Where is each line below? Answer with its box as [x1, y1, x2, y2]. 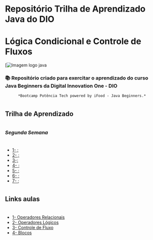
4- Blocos [12, 230, 32, 236]
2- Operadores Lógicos [12, 220, 59, 225]
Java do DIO [5, 14, 55, 25]
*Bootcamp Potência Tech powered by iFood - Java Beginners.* [17, 94, 146, 98]
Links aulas [5, 195, 40, 203]
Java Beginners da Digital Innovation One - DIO [5, 82, 118, 89]
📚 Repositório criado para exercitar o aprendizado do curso [5, 75, 149, 81]
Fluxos [5, 46, 32, 57]
